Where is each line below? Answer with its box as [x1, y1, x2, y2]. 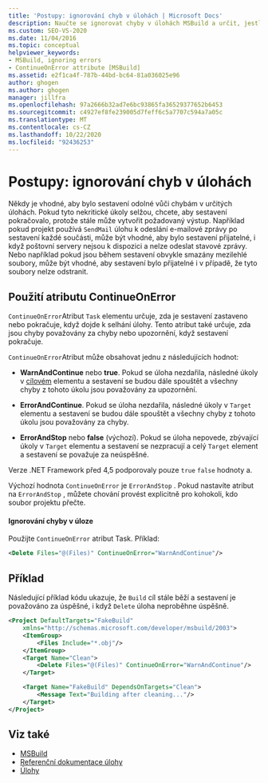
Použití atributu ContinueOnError [8, 290, 176, 304]
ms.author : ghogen [8, 86, 69, 94]
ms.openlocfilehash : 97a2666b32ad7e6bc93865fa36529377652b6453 [8, 101, 223, 109]
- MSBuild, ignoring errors [8, 57, 102, 65]
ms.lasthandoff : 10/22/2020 [8, 130, 102, 138]
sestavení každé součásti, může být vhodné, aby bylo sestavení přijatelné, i [8, 233, 256, 242]
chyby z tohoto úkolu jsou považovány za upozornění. [19, 385, 198, 394]
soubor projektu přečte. [8, 497, 86, 508]
